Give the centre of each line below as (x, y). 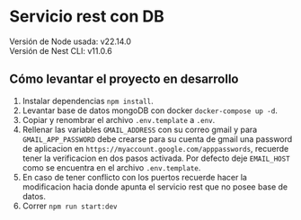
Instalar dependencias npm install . (88, 101)
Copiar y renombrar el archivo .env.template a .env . (119, 119)
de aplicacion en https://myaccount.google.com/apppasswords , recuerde (155, 148)
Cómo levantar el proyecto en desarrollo (124, 79)
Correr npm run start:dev (70, 206)
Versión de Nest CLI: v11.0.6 (61, 50)
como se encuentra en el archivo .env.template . (111, 167)
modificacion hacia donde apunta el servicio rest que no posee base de (155, 187)
